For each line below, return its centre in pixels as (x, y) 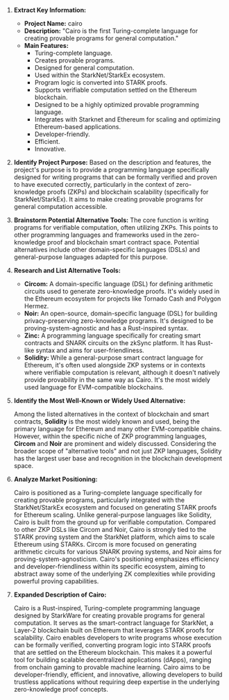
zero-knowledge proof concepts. (61, 689)
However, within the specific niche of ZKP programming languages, (110, 436)
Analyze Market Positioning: (56, 479)
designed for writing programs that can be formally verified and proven (115, 177)
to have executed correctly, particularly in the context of (94, 184)
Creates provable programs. (75, 60)
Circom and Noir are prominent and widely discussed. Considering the (115, 443)
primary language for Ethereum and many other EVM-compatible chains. (118, 429)
